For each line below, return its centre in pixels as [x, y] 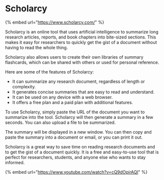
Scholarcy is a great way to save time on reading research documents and [80, 146]
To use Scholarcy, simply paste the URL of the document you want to [75, 112]
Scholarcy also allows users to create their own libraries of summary [74, 57]
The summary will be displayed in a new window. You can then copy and [79, 132]
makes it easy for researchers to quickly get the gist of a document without [81, 42]
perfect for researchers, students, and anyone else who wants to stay [75, 157]
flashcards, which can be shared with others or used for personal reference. [82, 62]
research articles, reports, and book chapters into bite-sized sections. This [81, 37]
